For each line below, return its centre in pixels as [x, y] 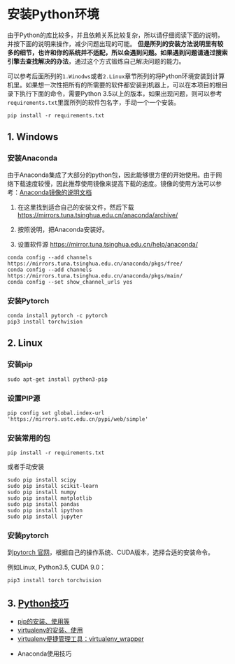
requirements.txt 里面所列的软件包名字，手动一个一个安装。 [94, 102]
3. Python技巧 [38, 603]
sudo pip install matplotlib [50, 498]
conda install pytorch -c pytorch [58, 315]
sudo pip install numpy [42, 492]
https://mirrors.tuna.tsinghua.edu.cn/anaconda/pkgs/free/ [95, 264]
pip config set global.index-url [56, 413]
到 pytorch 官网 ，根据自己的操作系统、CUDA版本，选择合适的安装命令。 [111, 552]
